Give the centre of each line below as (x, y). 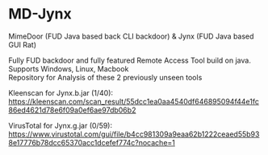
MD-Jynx (40, 14)
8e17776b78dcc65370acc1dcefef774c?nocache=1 (92, 142)
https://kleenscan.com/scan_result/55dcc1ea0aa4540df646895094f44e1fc (134, 101)
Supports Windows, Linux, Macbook (69, 68)
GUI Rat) (23, 44)
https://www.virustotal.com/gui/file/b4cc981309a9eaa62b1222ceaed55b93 (134, 134)
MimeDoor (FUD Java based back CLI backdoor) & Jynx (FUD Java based (131, 36)
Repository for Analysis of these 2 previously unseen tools (105, 77)
